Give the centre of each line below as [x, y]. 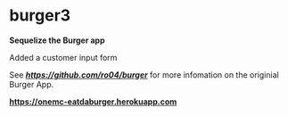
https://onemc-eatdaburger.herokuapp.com [93, 101]
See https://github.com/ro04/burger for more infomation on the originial [144, 75]
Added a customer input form [63, 57]
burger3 [40, 16]
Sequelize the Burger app [57, 40]
